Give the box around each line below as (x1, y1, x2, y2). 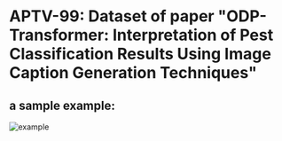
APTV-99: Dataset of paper (9, 6, 215, 27)
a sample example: (9, 98, 115, 113)
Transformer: (9, 25, 109, 45)
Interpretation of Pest (112, 25, 274, 45)
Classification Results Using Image (9, 44, 272, 64)
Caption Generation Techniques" (9, 63, 257, 83)
